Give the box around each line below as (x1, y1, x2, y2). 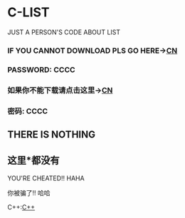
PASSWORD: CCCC (7, 65, 76, 75)
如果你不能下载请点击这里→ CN (7, 85, 113, 95)
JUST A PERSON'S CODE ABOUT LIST (7, 28, 121, 36)
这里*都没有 (7, 155, 60, 167)
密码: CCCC (7, 106, 48, 116)
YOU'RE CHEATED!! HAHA (7, 174, 85, 182)
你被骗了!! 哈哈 (7, 188, 51, 197)
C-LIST (7, 4, 50, 21)
